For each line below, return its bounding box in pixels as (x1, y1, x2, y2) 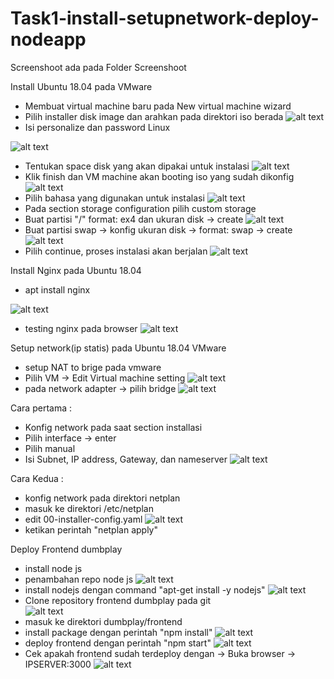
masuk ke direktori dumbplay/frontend (24, 615, 183, 627)
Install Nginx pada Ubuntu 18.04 (10, 264, 142, 276)
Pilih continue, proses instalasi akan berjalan (24, 245, 208, 257)
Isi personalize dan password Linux (24, 121, 171, 133)
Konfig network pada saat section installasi (24, 421, 203, 433)
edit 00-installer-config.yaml (24, 513, 143, 525)
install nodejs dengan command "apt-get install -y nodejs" (24, 583, 266, 596)
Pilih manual (24, 442, 76, 454)
